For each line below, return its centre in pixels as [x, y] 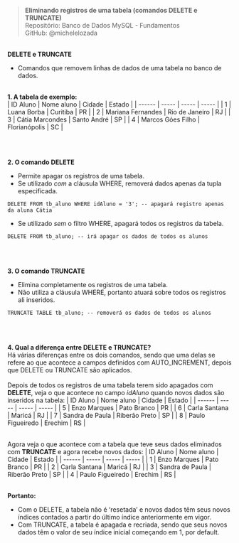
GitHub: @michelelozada [61, 33]
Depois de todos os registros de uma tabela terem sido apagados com [110, 385]
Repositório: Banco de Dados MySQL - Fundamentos [102, 25]
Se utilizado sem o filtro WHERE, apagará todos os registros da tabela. [121, 224]
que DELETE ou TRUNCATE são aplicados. [70, 370]
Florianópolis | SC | [35, 127]
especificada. [38, 191]
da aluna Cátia [30, 210]
